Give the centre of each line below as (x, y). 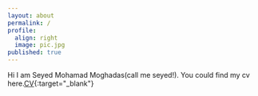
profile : (22, 30)
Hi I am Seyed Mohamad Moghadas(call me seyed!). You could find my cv (129, 75)
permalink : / (29, 23)
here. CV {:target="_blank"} (51, 83)
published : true (34, 52)
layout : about (31, 15)
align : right (36, 38)
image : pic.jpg (40, 45)
